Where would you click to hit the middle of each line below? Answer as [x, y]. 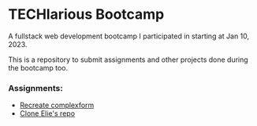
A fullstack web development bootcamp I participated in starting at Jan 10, [129, 36]
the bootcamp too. [38, 67]
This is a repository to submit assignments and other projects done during [128, 59]
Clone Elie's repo [47, 113]
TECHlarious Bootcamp [86, 14]
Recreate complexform [57, 105]
